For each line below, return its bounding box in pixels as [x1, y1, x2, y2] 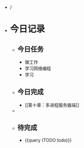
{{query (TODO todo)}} [24, 137, 72, 143]
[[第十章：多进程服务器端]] [24, 102, 80, 108]
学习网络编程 [24, 65, 51, 71]
